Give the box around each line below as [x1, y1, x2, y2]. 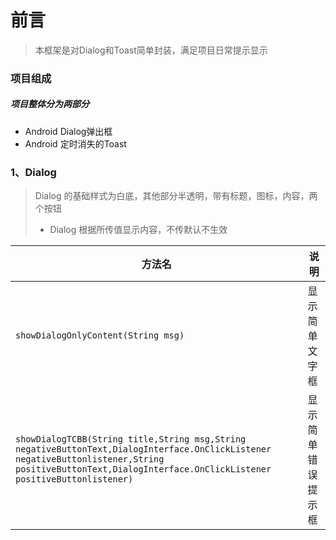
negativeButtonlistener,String [15, 454, 165, 465]
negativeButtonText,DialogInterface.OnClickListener [15, 444, 272, 455]
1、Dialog [10, 165, 57, 179]
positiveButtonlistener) [15, 474, 134, 485]
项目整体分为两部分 [10, 98, 90, 110]
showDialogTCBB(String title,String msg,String [15, 434, 247, 445]
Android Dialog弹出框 [24, 125, 113, 137]
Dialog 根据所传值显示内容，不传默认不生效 [49, 224, 228, 236]
